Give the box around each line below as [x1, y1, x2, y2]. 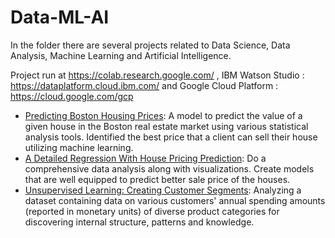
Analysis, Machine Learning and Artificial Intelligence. [10, 49, 232, 61]
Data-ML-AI [10, 6, 110, 29]
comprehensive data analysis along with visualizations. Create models [24, 162, 315, 175]
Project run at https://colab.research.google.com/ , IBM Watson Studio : [10, 69, 305, 81]
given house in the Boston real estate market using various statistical [24, 120, 309, 132]
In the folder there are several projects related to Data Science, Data [10, 39, 291, 51]
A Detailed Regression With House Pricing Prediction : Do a [24, 152, 267, 164]
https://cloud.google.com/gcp [10, 90, 134, 102]
